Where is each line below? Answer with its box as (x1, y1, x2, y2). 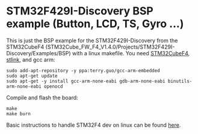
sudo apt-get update (6, 73, 58, 79)
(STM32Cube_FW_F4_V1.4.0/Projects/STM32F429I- (45, 43, 175, 50)
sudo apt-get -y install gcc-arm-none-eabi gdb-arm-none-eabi (6, 78, 166, 84)
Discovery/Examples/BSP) (6, 49, 71, 56)
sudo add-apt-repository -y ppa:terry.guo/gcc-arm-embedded (6, 67, 161, 73)
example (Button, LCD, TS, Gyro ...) (6, 17, 184, 31)
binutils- (167, 78, 193, 84)
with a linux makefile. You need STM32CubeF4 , (72, 49, 190, 56)
